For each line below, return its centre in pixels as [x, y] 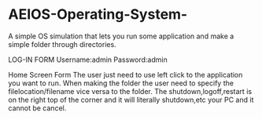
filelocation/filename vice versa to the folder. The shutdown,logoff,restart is [130, 91]
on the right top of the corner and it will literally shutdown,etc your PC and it [131, 99]
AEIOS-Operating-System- [98, 14]
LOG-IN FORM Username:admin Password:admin [88, 59]
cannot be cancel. [37, 108]
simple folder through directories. [62, 44]
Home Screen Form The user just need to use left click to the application [125, 74]
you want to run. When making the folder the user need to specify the [121, 83]
